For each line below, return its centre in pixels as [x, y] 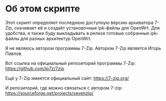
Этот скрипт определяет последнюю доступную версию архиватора [79, 22]
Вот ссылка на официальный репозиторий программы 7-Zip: [70, 63]
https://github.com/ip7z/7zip [35, 68]
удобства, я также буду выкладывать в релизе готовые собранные [77, 33]
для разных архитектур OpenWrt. [56, 38]
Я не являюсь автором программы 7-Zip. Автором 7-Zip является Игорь [83, 48]
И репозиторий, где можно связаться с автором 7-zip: [64, 87]
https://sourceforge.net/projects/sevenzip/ [50, 93]
